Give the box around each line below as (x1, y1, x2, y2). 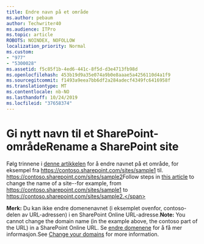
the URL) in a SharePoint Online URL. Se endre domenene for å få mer (6, 224, 183, 231)
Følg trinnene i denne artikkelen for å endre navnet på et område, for (6, 160, 179, 167)
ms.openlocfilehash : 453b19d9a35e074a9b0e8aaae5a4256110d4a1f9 (6, 72, 171, 78)
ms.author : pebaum (6, 15, 53, 21)
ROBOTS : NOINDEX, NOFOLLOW (6, 37, 75, 44)
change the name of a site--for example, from (6, 179, 122, 187)
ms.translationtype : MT (6, 83, 67, 90)
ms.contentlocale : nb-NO (6, 89, 70, 95)
